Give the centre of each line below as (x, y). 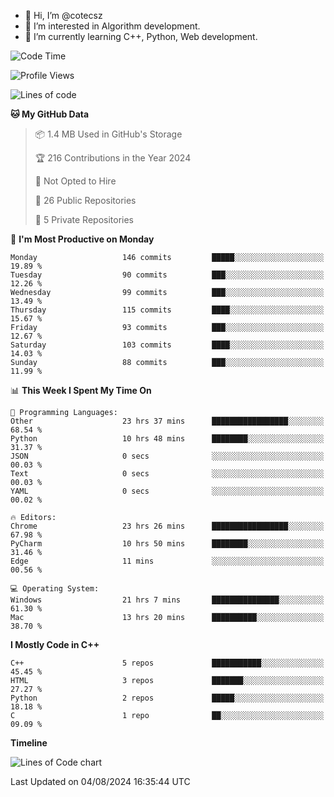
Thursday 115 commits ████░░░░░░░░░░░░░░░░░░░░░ (167, 310)
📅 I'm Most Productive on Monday (82, 239)
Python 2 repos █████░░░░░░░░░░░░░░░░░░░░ (167, 698)
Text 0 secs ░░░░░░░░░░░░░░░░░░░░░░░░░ (167, 474)
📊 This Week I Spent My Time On (81, 390)
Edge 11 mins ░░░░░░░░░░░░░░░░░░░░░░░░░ (167, 561)
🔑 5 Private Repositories (84, 219)
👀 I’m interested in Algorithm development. (112, 26)
